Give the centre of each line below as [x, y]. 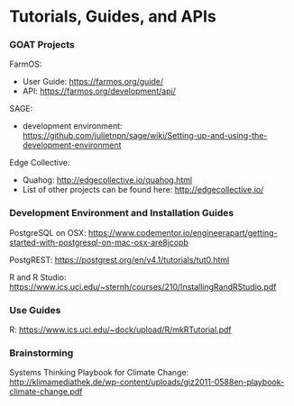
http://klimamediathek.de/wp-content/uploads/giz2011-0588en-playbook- [147, 382]
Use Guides [35, 310]
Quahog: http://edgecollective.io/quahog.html [107, 180]
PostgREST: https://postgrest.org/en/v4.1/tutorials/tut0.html [119, 259]
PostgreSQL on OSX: [48, 232]
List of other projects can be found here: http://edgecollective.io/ [143, 190]
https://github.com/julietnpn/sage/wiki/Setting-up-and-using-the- [145, 136]
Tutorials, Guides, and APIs [113, 17]
